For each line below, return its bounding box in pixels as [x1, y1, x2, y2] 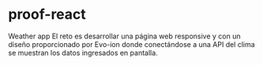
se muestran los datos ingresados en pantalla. [8, 48, 158, 57]
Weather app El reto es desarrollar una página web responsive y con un [8, 31, 241, 41]
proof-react [8, 5, 87, 23]
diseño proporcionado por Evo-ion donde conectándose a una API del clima [8, 39, 255, 49]
